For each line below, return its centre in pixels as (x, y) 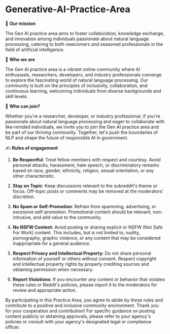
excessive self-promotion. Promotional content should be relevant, (82, 212)
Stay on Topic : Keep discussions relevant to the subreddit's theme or (85, 186)
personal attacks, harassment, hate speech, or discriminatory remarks (86, 165)
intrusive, (22, 217)
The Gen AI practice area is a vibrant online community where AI (73, 69)
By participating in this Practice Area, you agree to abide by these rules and (84, 300)
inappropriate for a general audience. (52, 243)
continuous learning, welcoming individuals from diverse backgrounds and (83, 91)
